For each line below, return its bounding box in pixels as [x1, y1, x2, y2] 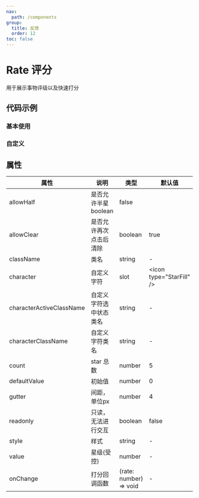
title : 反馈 [11, 25, 40, 31]
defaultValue [9, 377, 44, 385]
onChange [9, 474, 38, 483]
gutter [9, 392, 26, 400]
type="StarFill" [149, 273, 191, 281]
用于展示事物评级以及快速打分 [6, 84, 79, 91]
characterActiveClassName [9, 303, 85, 312]
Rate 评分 [6, 63, 52, 77]
